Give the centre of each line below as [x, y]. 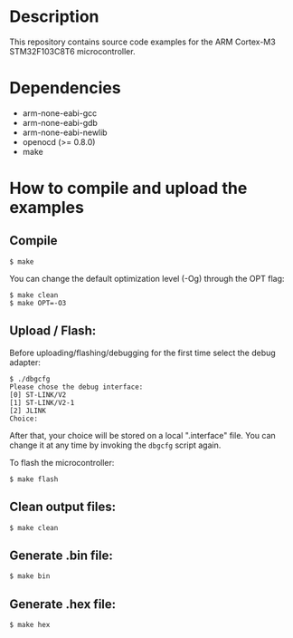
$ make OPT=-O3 [38, 303]
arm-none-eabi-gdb [60, 122]
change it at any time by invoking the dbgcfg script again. [115, 445]
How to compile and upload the [128, 188]
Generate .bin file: [61, 555]
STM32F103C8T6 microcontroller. [72, 51]
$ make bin [30, 576]
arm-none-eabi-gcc [60, 113]
